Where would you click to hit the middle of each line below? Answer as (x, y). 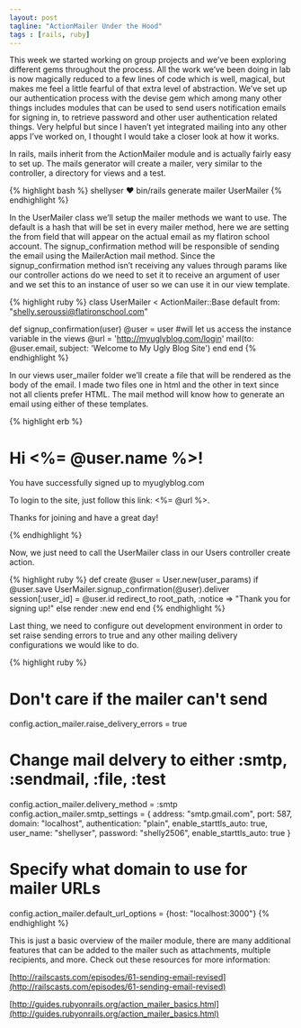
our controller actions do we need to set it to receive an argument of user (145, 275)
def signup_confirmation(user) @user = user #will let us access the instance (150, 329)
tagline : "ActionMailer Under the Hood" (86, 26)
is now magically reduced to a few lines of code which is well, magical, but (147, 79)
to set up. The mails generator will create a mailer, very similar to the (136, 164)
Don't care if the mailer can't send (138, 699)
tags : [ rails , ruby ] (50, 34)
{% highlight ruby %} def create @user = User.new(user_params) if (134, 580)
